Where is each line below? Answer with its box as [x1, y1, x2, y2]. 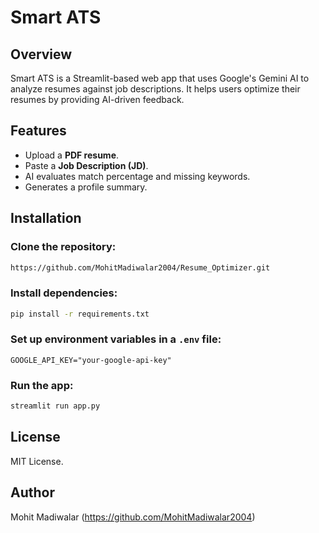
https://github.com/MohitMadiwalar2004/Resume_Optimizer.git [10, 262, 271, 273]
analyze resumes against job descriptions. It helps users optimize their [10, 83, 301, 95]
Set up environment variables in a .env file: [10, 332, 222, 346]
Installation [10, 210, 82, 227]
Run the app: [10, 378, 74, 392]
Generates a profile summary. [24, 181, 148, 193]
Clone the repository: [10, 240, 117, 254]
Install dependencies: [10, 286, 118, 300]
